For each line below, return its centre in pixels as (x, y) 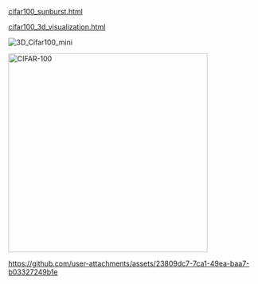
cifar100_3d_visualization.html (57, 27)
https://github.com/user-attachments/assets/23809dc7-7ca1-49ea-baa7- (129, 263)
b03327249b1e (33, 272)
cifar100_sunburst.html (46, 12)
